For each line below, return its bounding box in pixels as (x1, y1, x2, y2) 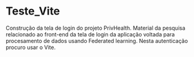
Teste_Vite (5, 4, 60, 18)
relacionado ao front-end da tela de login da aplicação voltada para (5, 30, 175, 38)
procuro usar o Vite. (5, 44, 56, 51)
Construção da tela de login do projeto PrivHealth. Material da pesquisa (5, 24, 185, 32)
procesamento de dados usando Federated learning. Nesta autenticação (5, 37, 189, 44)
